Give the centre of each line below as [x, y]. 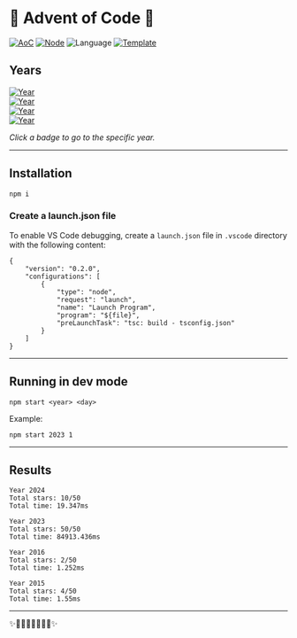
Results [30, 470]
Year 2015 [27, 584]
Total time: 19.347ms [49, 506]
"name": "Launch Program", [106, 307]
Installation [41, 173]
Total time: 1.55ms [45, 599]
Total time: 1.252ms [47, 568]
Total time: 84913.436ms [55, 537]
